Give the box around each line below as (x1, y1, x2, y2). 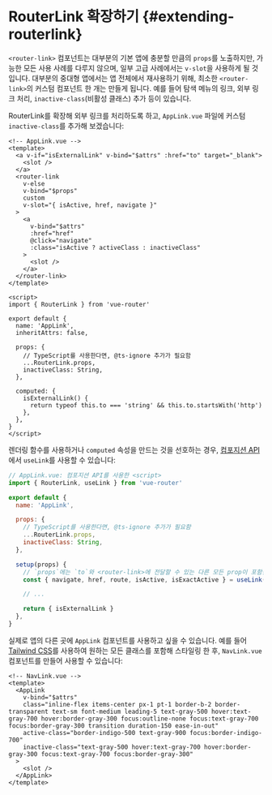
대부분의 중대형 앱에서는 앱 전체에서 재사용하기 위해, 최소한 (32, 73, 219, 83)
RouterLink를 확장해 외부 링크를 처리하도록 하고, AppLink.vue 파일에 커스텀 (8, 110, 246, 120)
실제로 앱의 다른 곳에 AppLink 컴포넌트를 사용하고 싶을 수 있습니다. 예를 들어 (8, 635, 247, 645)
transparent (8, 707, 49, 715)
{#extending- (142, 7, 235, 26)
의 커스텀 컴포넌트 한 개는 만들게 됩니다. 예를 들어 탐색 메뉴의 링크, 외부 (26, 83, 251, 93)
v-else (23, 179, 45, 187)
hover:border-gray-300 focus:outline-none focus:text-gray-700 (40, 715, 259, 723)
